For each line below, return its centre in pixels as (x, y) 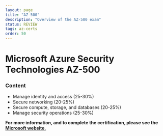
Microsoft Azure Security (60, 59)
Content (16, 86)
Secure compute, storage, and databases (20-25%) (67, 107)
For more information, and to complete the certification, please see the (82, 123)
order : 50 (16, 34)
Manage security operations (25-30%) (53, 113)
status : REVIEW (21, 24)
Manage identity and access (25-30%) (53, 97)
